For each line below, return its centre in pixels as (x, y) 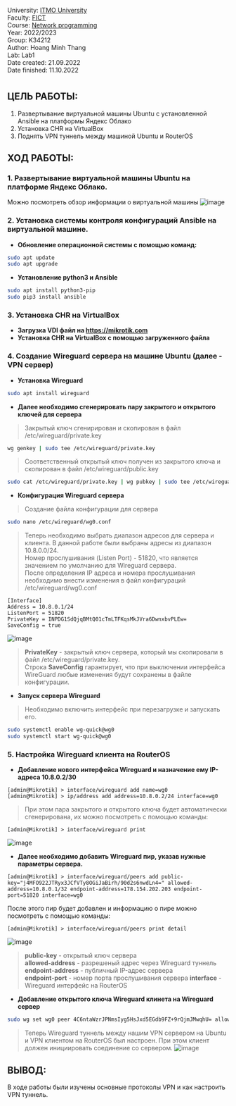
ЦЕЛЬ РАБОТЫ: (43, 97)
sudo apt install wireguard (48, 393)
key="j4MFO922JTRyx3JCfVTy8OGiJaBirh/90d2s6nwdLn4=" (86, 883)
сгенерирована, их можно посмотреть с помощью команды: (116, 817)
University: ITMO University (47, 10)
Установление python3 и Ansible (67, 278)
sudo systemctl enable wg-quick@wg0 (61, 730)
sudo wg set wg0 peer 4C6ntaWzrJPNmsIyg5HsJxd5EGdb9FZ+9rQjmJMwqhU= (110, 1020)
